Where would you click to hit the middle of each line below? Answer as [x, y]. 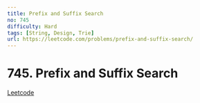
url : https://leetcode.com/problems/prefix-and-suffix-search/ [100, 39]
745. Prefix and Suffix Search [93, 74]
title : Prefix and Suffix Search [55, 13]
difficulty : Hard [32, 26]
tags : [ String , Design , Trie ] [51, 33]
